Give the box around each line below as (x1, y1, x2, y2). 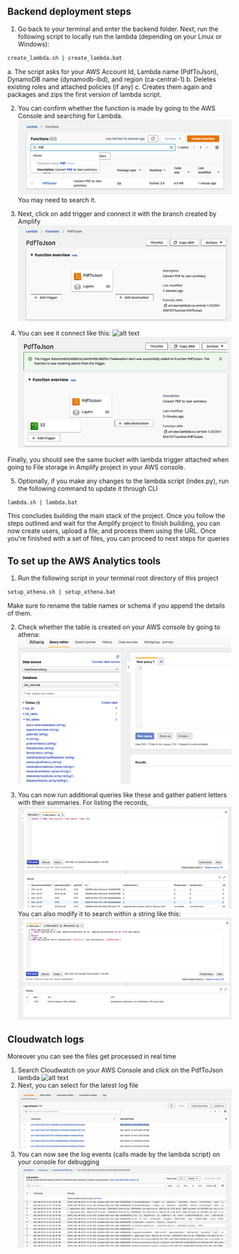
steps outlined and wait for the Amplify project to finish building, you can (7, 519, 221, 528)
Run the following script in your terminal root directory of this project (17, 574, 219, 583)
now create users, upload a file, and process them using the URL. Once (7, 527, 217, 535)
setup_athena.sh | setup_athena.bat (7, 589, 116, 596)
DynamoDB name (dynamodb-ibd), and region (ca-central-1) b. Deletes (7, 75, 216, 83)
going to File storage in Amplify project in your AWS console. (7, 462, 186, 471)
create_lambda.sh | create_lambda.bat (7, 54, 122, 61)
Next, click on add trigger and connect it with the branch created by (17, 209, 217, 218)
